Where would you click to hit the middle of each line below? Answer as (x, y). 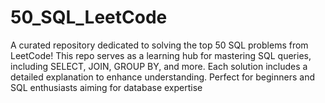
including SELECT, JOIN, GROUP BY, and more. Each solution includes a (159, 66)
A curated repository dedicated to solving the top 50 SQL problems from (159, 45)
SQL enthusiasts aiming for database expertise (106, 87)
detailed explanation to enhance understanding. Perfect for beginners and (163, 77)
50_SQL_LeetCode (89, 17)
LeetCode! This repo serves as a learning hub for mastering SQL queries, (161, 55)
